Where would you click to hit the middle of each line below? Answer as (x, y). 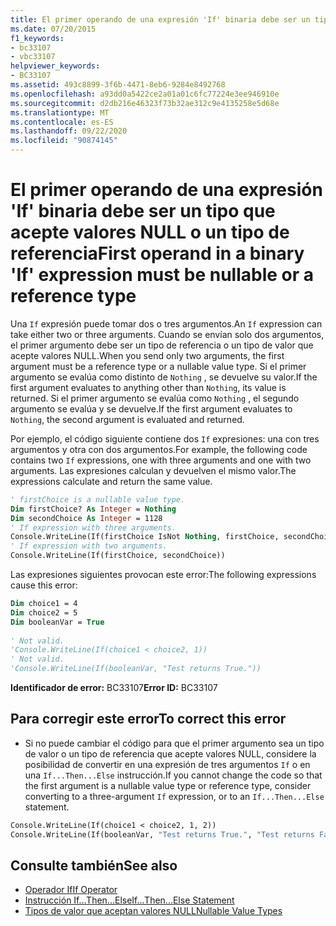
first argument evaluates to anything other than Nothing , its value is (148, 387)
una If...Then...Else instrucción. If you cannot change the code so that (173, 775)
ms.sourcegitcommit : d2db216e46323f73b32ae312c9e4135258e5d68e (145, 103)
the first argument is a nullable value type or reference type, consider (168, 785)
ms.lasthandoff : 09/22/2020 (69, 131)
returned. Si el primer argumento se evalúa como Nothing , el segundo (155, 398)
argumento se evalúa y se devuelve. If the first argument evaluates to (151, 408)
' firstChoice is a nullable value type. (98, 499)
